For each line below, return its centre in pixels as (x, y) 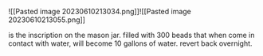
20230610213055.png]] (47, 20)
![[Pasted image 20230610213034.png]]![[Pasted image (100, 11)
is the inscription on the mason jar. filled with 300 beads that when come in (131, 35)
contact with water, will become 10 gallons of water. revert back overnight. (130, 43)
